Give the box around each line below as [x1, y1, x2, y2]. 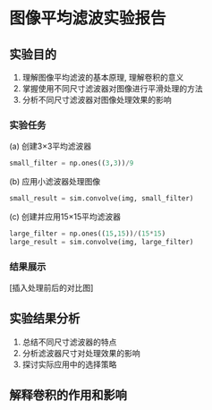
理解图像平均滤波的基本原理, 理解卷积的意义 [21, 73, 184, 82]
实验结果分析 [9, 311, 81, 327]
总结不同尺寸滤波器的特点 [21, 337, 117, 347]
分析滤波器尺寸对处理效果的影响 [21, 347, 140, 358]
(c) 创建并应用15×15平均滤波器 [9, 211, 122, 222]
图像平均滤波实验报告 [9, 8, 167, 29]
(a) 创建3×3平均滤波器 [9, 141, 92, 152]
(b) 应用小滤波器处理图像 [9, 176, 101, 187]
